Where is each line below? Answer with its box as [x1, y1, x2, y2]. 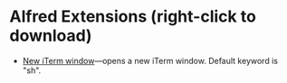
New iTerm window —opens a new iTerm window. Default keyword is [22, 55, 279, 66]
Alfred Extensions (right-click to [9, 6, 256, 27]
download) [9, 25, 92, 46]
